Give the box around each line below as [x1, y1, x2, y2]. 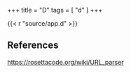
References [7, 40, 59, 51]
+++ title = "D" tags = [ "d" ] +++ [7, 6, 103, 14]
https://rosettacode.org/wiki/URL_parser [7, 58, 124, 66]
